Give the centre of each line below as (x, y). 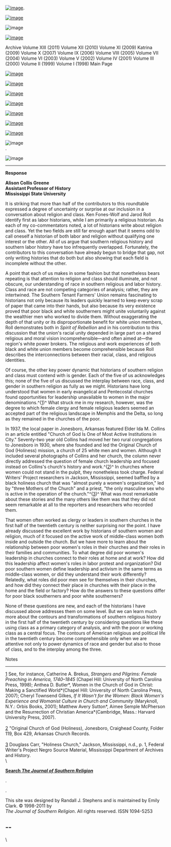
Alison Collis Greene (27, 183)
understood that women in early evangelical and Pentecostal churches (79, 392)
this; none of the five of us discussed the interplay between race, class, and (85, 381)
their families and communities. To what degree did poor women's (75, 552)
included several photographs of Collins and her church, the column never (83, 456)
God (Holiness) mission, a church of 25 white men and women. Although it (83, 450)
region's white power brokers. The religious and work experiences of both (83, 344)
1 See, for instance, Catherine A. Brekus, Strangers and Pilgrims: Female (81, 674)
